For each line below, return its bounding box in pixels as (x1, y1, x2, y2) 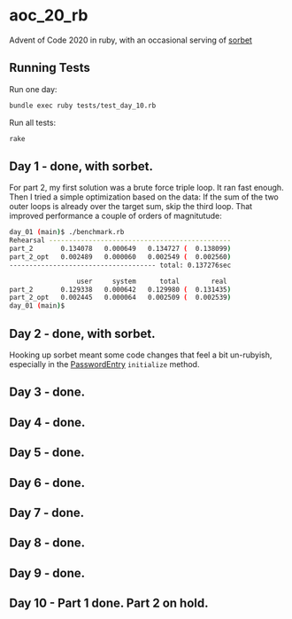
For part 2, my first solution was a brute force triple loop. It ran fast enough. (9, 183, 285, 193)
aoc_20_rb (9, 5, 88, 26)
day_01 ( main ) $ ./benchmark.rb (9, 228, 125, 237)
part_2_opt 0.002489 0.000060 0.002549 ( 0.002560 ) (9, 252, 232, 262)
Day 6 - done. (9, 475, 86, 490)
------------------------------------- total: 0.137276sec (9, 261, 232, 270)
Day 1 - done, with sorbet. (9, 159, 153, 174)
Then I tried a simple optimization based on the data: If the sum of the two (9, 192, 279, 202)
